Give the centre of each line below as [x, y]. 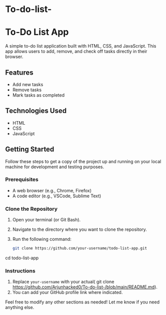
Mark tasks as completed [38, 95]
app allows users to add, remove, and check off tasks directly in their [76, 52]
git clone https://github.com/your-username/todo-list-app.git [80, 248]
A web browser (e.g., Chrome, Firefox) [52, 190]
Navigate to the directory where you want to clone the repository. [80, 229]
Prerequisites [22, 180]
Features [19, 72]
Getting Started [30, 149]
